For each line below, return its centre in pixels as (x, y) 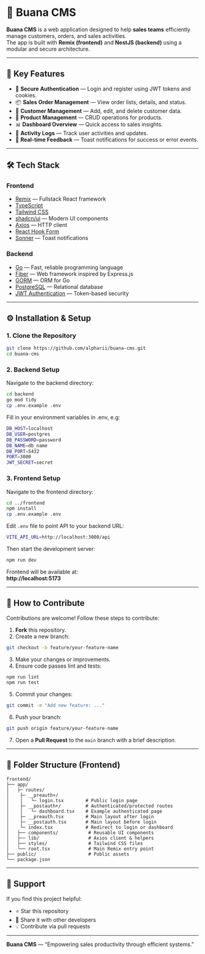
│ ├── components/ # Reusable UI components (80, 833)
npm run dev (21, 560)
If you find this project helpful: (44, 898)
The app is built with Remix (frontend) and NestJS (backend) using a (94, 42)
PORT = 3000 (19, 457)
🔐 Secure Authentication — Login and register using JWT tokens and (103, 89)
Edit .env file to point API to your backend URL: (65, 526)
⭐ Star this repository (42, 911)
